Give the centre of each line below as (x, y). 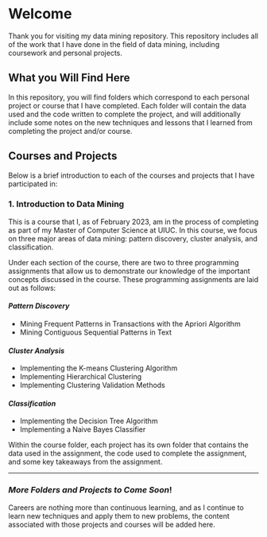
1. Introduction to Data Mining (66, 204)
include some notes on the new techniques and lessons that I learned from (130, 122)
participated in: (33, 183)
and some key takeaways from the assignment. (85, 462)
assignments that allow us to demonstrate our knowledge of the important (129, 271)
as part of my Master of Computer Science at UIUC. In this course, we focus (133, 230)
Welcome (40, 14)
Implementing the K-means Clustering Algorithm (99, 368)
